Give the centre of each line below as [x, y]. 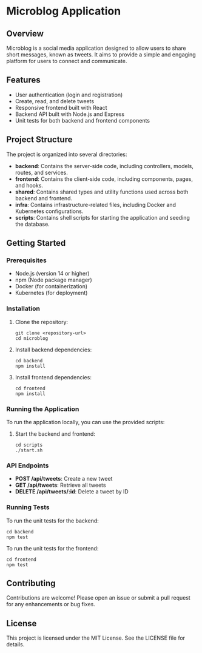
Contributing [31, 583]
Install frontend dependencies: [53, 377]
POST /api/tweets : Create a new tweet [64, 479]
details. [15, 645]
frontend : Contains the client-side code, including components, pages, [104, 179]
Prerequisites [26, 260]
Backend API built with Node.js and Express [70, 114]
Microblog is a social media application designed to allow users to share [96, 48]
